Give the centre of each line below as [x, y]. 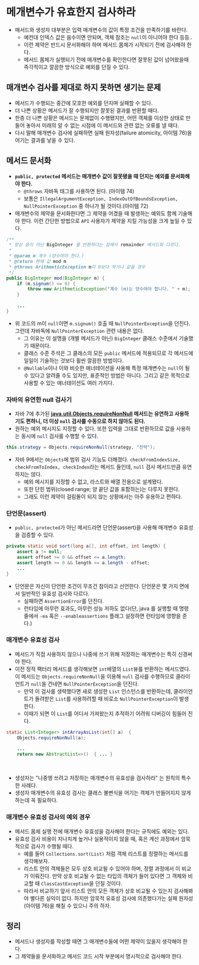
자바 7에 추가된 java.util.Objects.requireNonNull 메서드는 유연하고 [94, 414]
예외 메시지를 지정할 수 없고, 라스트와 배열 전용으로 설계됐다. [93, 482]
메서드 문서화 [29, 161]
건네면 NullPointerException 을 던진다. [93, 684]
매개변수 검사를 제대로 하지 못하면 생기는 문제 [84, 88]
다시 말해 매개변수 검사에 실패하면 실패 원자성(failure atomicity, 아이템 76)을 [103, 133]
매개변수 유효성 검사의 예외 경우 [48, 817]
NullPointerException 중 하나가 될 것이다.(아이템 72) [86, 206]
